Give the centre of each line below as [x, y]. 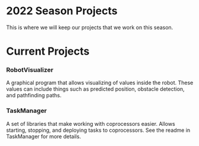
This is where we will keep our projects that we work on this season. [90, 27]
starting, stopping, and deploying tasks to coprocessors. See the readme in [98, 130]
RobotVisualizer [30, 70]
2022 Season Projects [62, 11]
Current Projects [48, 51]
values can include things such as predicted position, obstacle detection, [96, 89]
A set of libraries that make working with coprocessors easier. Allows [91, 123]
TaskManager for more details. [44, 136]
